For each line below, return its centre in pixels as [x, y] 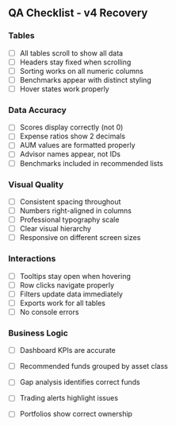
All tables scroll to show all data [71, 53]
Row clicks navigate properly [67, 285]
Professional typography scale [69, 220]
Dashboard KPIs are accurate [68, 350]
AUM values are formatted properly [78, 145]
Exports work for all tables [62, 303]
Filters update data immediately [71, 294]
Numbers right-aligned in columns [76, 211]
